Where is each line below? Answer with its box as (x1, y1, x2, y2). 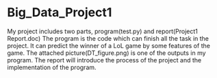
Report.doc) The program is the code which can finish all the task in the (7, 34, 209, 42)
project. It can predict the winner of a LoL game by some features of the (7, 41, 211, 50)
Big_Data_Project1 (7, 5, 112, 20)
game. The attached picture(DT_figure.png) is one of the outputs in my (7, 49, 207, 57)
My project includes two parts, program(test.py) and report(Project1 (7, 27, 199, 35)
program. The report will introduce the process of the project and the (7, 56, 202, 64)
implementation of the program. (7, 63, 97, 71)
